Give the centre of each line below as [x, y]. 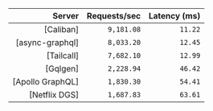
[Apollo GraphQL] [46, 82]
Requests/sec [114, 16]
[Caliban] [61, 29]
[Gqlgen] [62, 69]
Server [66, 16]
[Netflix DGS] [54, 95]
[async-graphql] [47, 42]
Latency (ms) [174, 16]
